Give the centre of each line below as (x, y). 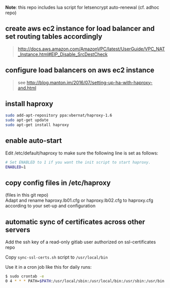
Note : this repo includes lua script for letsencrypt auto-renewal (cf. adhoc (82, 7)
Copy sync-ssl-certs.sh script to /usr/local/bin (57, 257)
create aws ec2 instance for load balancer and (80, 29)
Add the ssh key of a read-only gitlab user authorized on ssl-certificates (81, 242)
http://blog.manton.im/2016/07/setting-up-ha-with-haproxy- (90, 82)
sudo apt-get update (27, 120)
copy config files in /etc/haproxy (58, 183)
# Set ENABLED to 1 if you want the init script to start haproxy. (78, 162)
